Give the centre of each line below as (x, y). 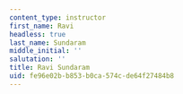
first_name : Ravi (42, 26)
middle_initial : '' (46, 51)
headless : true (38, 34)
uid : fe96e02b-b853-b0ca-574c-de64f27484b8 (92, 76)
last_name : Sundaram (48, 43)
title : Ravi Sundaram (50, 68)
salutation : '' (38, 59)
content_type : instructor (57, 17)
